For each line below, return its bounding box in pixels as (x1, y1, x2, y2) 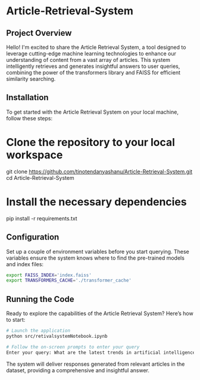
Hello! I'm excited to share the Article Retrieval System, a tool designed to (6, 43, 186, 51)
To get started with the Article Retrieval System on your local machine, (6, 108, 179, 116)
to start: (6, 316, 26, 323)
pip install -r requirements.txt (6, 214, 77, 222)
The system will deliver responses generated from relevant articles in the (6, 360, 185, 367)
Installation (6, 92, 49, 102)
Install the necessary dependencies (6, 195, 187, 208)
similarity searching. (6, 76, 56, 82)
